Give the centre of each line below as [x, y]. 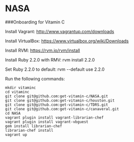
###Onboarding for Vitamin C [35, 22]
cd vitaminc [17, 92]
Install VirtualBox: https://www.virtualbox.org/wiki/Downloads [67, 41]
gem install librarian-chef [34, 126]
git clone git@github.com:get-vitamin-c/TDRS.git [57, 105]
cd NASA [13, 113]
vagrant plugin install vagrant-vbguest [47, 122]
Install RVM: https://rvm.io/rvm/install [43, 50]
